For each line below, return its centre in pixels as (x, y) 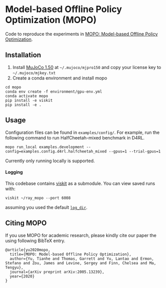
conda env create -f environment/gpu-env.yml (54, 92)
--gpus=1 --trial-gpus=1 (135, 151)
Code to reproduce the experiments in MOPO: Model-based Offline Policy (81, 34)
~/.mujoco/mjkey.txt (34, 73)
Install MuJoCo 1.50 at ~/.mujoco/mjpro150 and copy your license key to (87, 67)
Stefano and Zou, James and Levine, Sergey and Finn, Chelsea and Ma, (81, 263)
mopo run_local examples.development (45, 147)
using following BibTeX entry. (35, 241)
